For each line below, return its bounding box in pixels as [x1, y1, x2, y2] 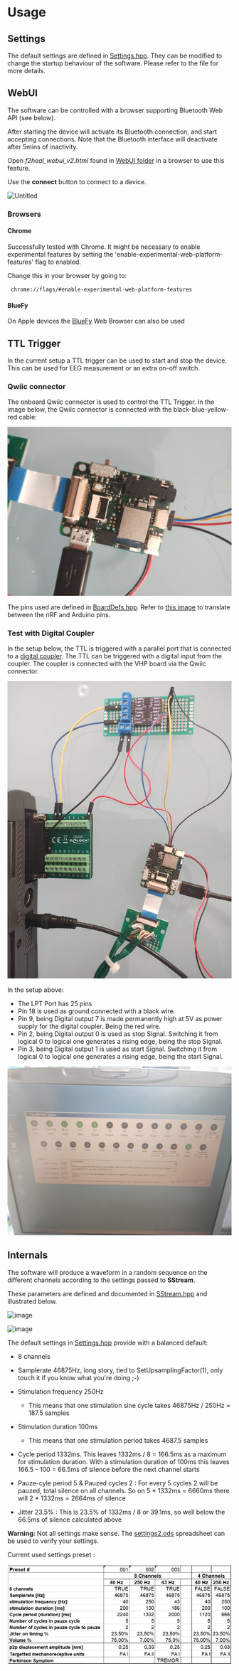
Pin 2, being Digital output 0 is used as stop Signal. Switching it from [17, 1030, 218, 1038]
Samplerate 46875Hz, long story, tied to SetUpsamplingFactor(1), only [17, 1366, 223, 1374]
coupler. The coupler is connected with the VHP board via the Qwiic [7, 659, 206, 668]
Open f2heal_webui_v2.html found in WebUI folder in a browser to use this [7, 156, 225, 164]
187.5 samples [28, 1409, 70, 1417]
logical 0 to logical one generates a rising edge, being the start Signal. [17, 1052, 223, 1061]
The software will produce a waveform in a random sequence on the [7, 1268, 208, 1276]
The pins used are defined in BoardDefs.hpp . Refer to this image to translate [7, 602, 230, 612]
